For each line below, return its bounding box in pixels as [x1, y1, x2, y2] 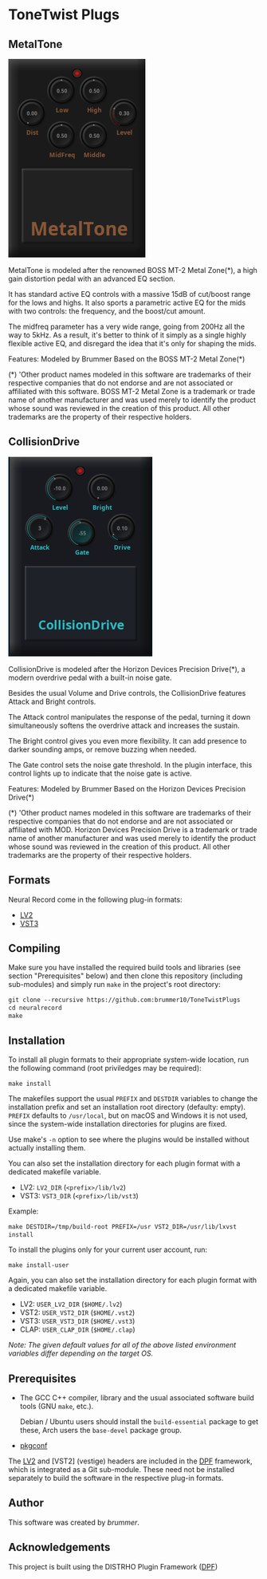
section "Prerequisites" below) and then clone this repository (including [8, 971, 243, 981]
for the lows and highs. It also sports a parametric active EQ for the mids [8, 298, 246, 307]
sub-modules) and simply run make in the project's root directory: [8, 980, 221, 989]
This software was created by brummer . [8, 1518, 139, 1527]
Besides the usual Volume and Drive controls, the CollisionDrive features [8, 688, 246, 697]
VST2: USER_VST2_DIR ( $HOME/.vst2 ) [19, 1308, 135, 1317]
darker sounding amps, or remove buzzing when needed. [8, 744, 197, 754]
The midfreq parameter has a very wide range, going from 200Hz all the [8, 322, 245, 331]
